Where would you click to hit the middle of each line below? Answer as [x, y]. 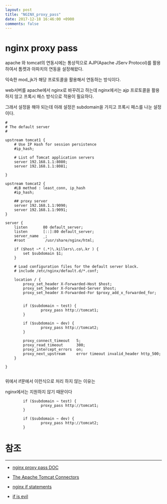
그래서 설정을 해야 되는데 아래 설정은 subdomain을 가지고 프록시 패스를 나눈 [79, 107]
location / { [28, 280]
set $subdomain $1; [43, 254]
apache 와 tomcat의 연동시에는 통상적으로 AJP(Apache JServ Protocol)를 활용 [83, 63]
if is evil [20, 497]
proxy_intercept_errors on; [53, 349]
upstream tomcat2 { [25, 184]
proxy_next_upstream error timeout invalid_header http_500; [92, 354]
